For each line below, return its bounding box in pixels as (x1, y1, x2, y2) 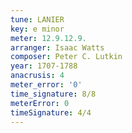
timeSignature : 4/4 (10, 107, 92, 118)
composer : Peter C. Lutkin (10, 52, 123, 62)
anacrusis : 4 (10, 71, 65, 81)
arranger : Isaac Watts (10, 42, 105, 53)
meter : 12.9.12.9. (10, 33, 87, 43)
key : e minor (10, 24, 65, 34)
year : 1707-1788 (10, 61, 78, 71)
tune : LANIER (10, 14, 65, 25)
